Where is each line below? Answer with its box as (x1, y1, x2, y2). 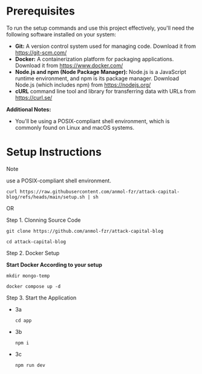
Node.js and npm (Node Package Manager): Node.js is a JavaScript (15, 68, 186, 75)
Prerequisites (6, 4, 76, 18)
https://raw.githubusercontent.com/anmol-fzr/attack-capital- (19, 189, 180, 195)
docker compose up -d (6, 283, 61, 289)
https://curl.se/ (15, 94, 53, 101)
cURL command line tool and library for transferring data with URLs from (15, 87, 196, 95)
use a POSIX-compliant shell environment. (6, 177, 112, 184)
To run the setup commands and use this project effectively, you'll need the (6, 24, 195, 32)
